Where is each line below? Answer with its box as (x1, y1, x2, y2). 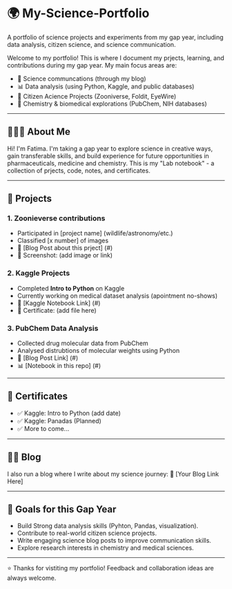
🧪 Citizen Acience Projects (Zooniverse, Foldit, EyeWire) (17, 92, 177, 100)
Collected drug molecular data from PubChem (17, 339, 148, 347)
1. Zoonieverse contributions (7, 213, 106, 223)
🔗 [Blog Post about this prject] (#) (17, 244, 113, 252)
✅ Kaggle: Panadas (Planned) (17, 416, 101, 425)
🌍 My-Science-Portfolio (7, 6, 150, 21)
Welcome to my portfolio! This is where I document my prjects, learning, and (7, 53, 224, 62)
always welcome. (7, 574, 57, 582)
